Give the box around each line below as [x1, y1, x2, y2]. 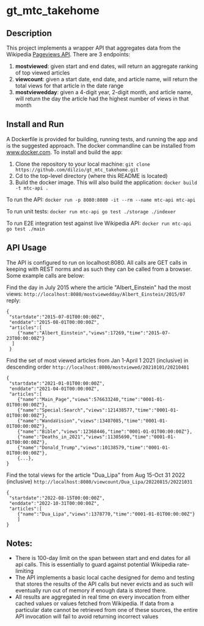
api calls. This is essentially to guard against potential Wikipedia [15, 561, 176, 569]
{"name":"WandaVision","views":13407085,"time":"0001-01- [17, 418, 168, 424]
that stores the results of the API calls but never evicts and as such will [15, 580, 194, 587]
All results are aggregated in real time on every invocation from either [15, 594, 190, 601]
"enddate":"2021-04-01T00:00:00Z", [9, 386, 100, 392]
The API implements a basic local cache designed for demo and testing [15, 574, 195, 581]
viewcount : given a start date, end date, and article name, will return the [15, 76, 198, 83]
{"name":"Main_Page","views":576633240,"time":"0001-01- [17, 396, 166, 402]
